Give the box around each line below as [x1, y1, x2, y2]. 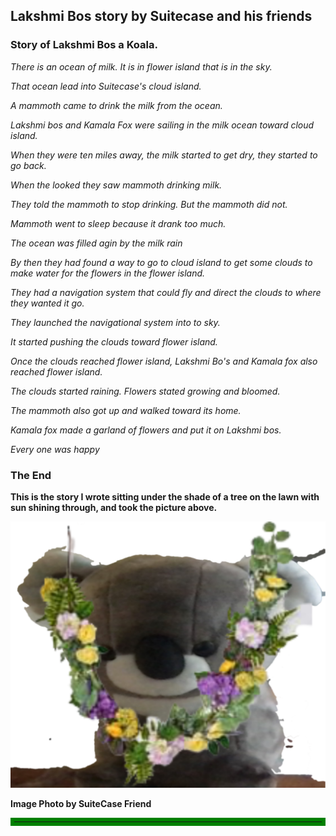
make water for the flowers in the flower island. [10, 267, 206, 279]
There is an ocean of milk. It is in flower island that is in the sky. [10, 60, 273, 73]
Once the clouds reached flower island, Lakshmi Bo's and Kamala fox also [10, 355, 318, 367]
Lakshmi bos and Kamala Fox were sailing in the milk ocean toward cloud [10, 119, 315, 131]
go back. [10, 159, 47, 171]
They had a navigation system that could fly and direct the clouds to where [10, 286, 322, 298]
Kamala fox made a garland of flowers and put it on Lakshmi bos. [10, 424, 282, 436]
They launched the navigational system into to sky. [10, 316, 221, 328]
